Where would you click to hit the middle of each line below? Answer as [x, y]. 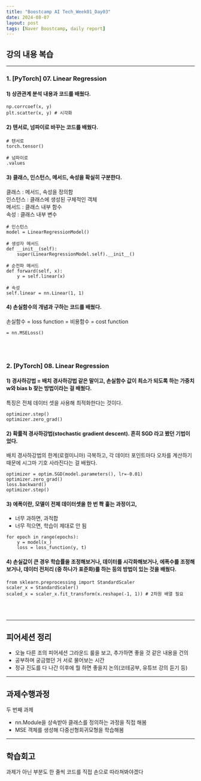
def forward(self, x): [34, 271]
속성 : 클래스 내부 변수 [32, 214]
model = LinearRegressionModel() [48, 232]
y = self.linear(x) [41, 276]
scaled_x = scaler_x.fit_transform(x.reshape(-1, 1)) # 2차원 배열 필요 [95, 594]
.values [16, 163]
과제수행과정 [28, 694]
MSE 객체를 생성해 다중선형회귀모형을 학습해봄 [69, 730]
